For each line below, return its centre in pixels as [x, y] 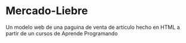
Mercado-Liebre [47, 11]
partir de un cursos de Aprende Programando [62, 33]
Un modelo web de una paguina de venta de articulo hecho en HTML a [93, 27]
